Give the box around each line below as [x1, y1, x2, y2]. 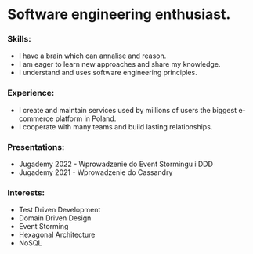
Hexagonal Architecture [18, 230, 96, 240]
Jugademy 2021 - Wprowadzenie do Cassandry [18, 168, 173, 177]
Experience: [7, 88, 55, 99]
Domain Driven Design [18, 213, 92, 223]
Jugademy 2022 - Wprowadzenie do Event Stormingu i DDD [18, 159, 213, 169]
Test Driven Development [18, 205, 101, 215]
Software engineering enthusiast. [7, 5, 231, 24]
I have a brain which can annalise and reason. [18, 51, 167, 60]
